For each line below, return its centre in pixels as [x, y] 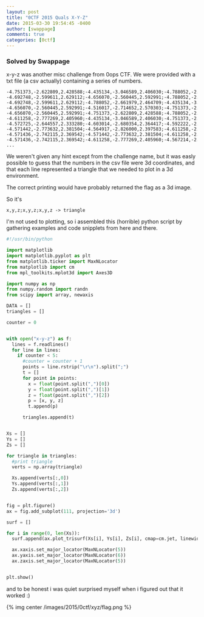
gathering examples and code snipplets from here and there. [82, 228]
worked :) [18, 595]
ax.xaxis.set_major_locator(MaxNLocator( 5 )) [69, 550]
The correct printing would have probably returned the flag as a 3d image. [99, 187]
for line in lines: [36, 350]
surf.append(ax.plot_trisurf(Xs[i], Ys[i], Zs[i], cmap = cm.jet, [95, 539]
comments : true [25, 35]
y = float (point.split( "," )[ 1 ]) [69, 389]
